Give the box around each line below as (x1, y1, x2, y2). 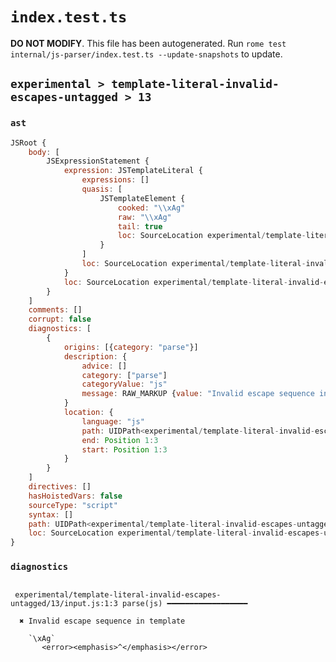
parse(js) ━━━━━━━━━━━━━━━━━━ (121, 599, 248, 609)
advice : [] (81, 361, 128, 371)
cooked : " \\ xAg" (117, 203, 186, 213)
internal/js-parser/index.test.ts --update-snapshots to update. (10, 48, 283, 60)
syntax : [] (28, 509, 74, 520)
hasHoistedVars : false (28, 491, 123, 501)
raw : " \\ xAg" (117, 212, 172, 222)
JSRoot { (10, 138, 47, 148)
